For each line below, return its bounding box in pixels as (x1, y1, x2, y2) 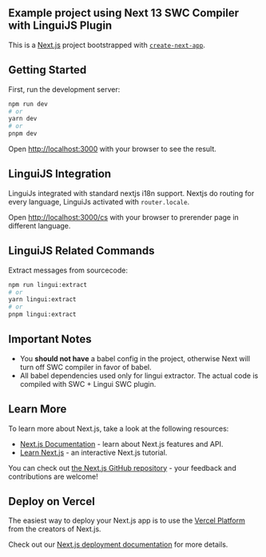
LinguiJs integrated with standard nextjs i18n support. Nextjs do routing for (8, 188, 255, 198)
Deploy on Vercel (8, 495, 96, 508)
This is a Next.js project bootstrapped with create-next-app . (8, 40, 206, 50)
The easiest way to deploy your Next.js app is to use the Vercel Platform (8, 515, 246, 526)
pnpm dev (8, 129, 38, 138)
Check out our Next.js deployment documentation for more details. (8, 539, 228, 550)
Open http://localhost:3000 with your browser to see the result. (8, 144, 217, 153)
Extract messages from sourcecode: (8, 265, 128, 275)
